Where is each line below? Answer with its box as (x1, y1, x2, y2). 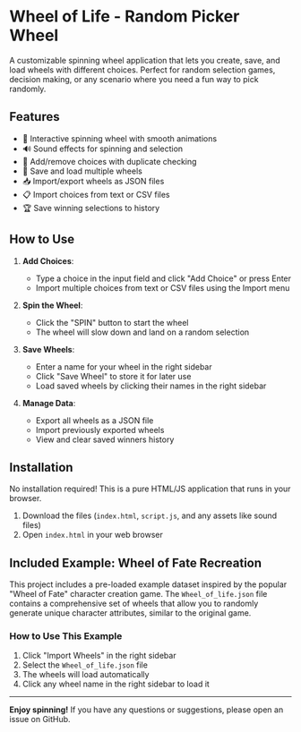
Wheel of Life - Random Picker (9, 6, 240, 27)
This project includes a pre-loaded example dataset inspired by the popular (9, 579, 288, 590)
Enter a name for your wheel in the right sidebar (35, 361, 212, 372)
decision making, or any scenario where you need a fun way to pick (9, 73, 259, 84)
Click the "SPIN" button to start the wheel (35, 317, 189, 328)
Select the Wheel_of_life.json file (21, 660, 148, 670)
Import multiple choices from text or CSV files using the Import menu (35, 282, 290, 293)
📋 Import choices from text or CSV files (21, 189, 170, 200)
